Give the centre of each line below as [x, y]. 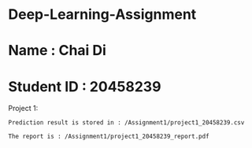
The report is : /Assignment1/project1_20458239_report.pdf [109, 137]
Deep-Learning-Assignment [102, 15]
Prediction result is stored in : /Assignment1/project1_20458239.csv [126, 123]
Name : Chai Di [57, 51]
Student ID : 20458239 [85, 86]
